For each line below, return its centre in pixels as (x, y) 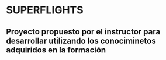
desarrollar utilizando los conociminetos (81, 40)
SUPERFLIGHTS (45, 10)
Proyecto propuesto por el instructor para (83, 32)
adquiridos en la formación (56, 50)
